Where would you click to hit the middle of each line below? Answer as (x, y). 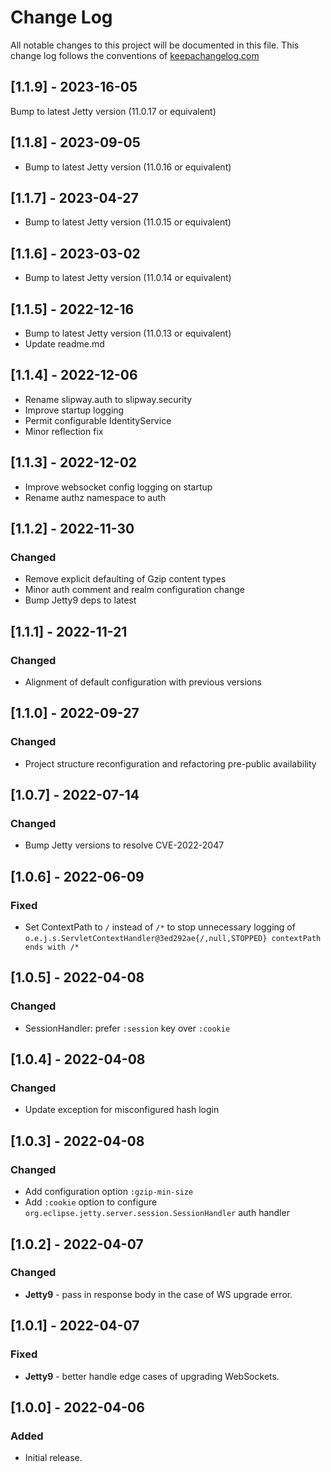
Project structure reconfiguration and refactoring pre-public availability (170, 763)
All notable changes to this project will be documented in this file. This (155, 45)
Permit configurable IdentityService (98, 420)
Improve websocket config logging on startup (118, 487)
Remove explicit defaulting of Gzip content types (125, 579)
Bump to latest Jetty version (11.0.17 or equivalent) (113, 111)
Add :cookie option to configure (91, 1202)
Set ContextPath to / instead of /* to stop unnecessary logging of (160, 927)
